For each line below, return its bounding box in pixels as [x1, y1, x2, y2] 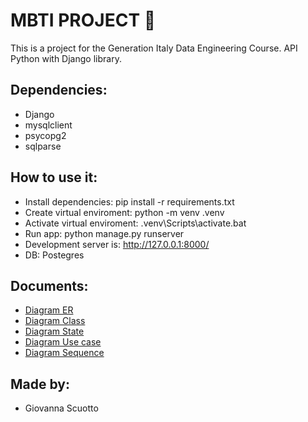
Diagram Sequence [24, 347, 105, 359]
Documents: [10, 277, 89, 294]
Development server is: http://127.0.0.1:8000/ [24, 238, 210, 250]
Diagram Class [24, 315, 86, 327]
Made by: [10, 375, 70, 393]
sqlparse [24, 140, 62, 152]
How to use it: [10, 169, 98, 186]
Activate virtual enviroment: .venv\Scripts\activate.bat [24, 217, 247, 229]
